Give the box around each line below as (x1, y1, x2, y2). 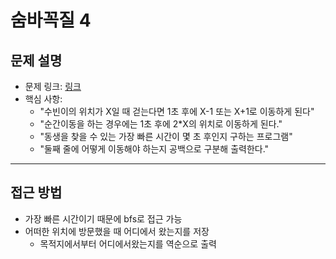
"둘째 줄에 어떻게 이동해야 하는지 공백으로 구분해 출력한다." (39, 143, 270, 155)
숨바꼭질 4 (10, 9, 92, 32)
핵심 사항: (24, 93, 63, 105)
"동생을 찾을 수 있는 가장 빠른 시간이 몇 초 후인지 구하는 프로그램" (39, 131, 293, 142)
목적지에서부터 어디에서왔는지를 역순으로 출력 (39, 237, 217, 250)
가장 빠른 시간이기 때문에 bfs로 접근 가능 (24, 212, 183, 225)
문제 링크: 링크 (24, 81, 82, 92)
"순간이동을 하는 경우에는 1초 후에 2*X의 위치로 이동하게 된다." (39, 118, 283, 130)
